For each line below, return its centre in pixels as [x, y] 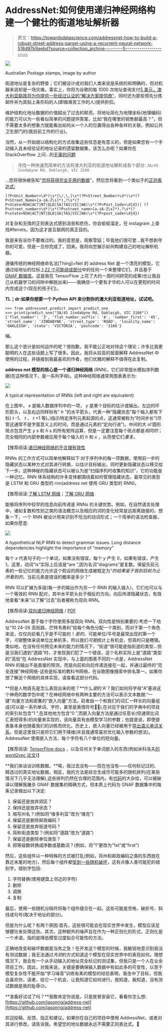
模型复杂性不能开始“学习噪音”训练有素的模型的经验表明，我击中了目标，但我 [84, 973]
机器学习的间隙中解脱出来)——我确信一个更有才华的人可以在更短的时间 [87, 282]
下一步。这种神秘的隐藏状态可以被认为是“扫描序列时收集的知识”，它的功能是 [84, 470]
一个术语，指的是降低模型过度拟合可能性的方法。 [55, 937]
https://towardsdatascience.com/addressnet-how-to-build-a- [94, 38]
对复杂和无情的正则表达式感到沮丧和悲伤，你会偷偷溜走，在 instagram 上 [80, 223]
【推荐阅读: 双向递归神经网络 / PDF [41, 610]
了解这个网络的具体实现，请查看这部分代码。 [55, 677]
